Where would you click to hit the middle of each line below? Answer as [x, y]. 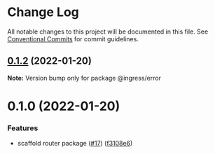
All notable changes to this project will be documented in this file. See [108, 31]
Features [23, 128]
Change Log [43, 12]
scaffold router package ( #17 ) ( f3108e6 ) [75, 143]
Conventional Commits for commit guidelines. [73, 38]
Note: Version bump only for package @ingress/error [84, 78]
